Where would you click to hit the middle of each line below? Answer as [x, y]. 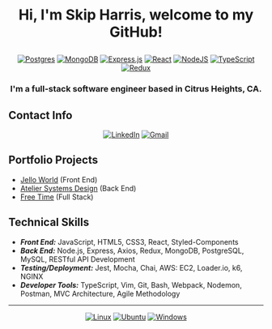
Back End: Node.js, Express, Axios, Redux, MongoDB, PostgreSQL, [132, 250]
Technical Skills [49, 222]
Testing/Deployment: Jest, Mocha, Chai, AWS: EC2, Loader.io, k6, [131, 267]
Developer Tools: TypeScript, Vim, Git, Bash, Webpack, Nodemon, [131, 284]
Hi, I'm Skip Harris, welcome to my [136, 15]
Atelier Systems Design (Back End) [78, 188]
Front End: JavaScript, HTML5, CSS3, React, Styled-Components [129, 241]
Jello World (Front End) [59, 179]
